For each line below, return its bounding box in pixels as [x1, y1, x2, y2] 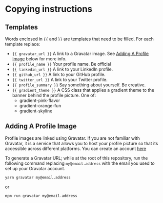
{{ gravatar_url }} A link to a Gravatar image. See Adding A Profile [12, 51, 149, 56]
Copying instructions [5, 3, 93, 15]
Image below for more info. [12, 56, 67, 62]
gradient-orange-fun [19, 103, 61, 108]
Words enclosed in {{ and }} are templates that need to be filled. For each [5, 36, 154, 42]
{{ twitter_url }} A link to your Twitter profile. [12, 77, 108, 82]
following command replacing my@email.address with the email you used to [5, 160, 155, 166]
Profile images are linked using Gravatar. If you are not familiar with [5, 135, 140, 141]
